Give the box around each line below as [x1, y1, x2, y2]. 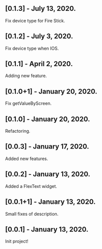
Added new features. [5, 156, 48, 162]
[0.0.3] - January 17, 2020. [5, 142, 90, 151]
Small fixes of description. [5, 211, 59, 217]
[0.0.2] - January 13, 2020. [5, 170, 91, 178]
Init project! [5, 239, 29, 245]
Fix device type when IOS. [5, 45, 59, 51]
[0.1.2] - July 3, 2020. [5, 32, 74, 41]
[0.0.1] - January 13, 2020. [5, 225, 89, 234]
